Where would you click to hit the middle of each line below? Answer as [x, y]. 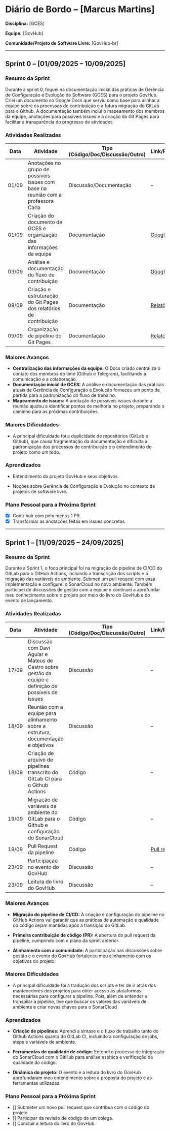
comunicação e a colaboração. [45, 379]
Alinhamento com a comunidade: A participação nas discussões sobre [87, 950]
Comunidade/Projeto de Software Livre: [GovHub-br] [62, 43]
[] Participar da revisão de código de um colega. [63, 1118]
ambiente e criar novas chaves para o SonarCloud [65, 1007]
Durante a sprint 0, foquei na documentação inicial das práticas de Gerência [84, 89]
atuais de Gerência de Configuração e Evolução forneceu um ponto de [86, 390]
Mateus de [40, 661]
